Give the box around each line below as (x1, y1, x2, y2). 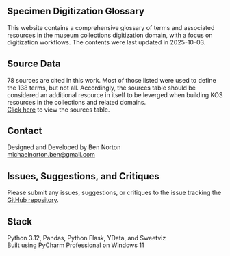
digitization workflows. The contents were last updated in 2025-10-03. (7, 38, 206, 47)
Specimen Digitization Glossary (7, 5, 145, 17)
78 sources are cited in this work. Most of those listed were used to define (7, 76, 217, 84)
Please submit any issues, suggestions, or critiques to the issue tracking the (7, 188, 222, 197)
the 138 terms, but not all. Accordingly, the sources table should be (7, 84, 196, 92)
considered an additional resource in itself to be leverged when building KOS (7, 90, 223, 99)
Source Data (7, 58, 61, 70)
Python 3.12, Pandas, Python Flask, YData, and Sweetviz (7, 234, 166, 242)
